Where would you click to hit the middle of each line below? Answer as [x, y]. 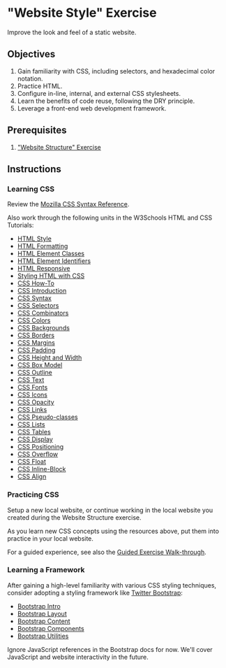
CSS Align [32, 476]
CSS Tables [34, 432]
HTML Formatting [43, 246]
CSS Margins [36, 343]
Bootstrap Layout [42, 613]
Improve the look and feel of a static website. [72, 32]
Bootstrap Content [44, 621]
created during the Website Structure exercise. [74, 517]
